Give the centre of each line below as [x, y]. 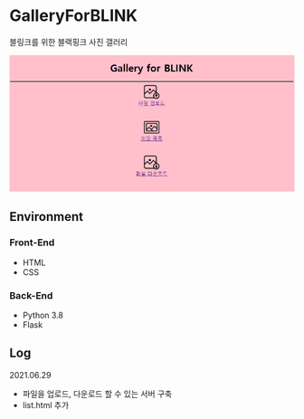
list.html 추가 [46, 405]
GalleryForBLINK [74, 16]
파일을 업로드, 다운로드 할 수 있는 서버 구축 [97, 394]
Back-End [31, 295]
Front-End [32, 243]
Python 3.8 [43, 315]
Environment [47, 217]
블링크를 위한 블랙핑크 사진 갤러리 [69, 42]
